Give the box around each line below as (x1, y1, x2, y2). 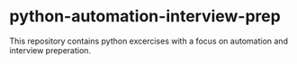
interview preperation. (9, 44, 92, 55)
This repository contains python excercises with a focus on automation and (9, 36, 288, 46)
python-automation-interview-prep (9, 6, 281, 27)
